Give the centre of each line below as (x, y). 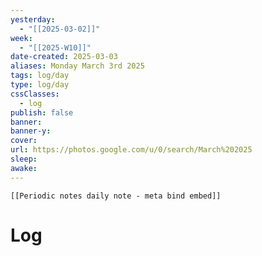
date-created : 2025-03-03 (64, 57)
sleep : (24, 159)
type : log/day (40, 85)
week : (21, 38)
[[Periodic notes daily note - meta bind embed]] (116, 196)
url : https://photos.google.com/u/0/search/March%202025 (131, 150)
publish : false (42, 112)
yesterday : (33, 19)
